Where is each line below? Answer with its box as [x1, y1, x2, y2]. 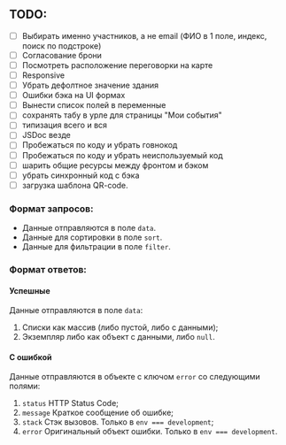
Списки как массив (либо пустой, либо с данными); [21, 322, 219, 333]
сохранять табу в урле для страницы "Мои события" [21, 110, 223, 120]
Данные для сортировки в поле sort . [21, 232, 163, 242]
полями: [9, 380, 41, 392]
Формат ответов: [9, 263, 87, 275]
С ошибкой [9, 351, 52, 362]
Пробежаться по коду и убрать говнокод [21, 140, 178, 150]
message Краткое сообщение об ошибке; [21, 407, 174, 418]
